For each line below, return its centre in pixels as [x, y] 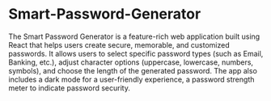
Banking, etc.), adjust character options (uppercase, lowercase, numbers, [131, 62]
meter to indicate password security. [70, 88]
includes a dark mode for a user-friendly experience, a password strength [131, 79]
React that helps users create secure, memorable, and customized [119, 44]
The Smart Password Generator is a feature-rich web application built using [134, 36]
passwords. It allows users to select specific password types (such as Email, [136, 53]
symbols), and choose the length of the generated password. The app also [133, 70]
